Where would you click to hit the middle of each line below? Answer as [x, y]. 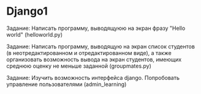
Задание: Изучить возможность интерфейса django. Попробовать [93, 78]
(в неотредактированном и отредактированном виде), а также [89, 52]
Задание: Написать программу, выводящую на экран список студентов [100, 46]
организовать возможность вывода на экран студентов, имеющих [94, 59]
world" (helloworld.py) [35, 34]
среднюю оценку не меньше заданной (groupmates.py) [79, 66]
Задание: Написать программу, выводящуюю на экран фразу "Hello [96, 28]
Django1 [27, 11]
